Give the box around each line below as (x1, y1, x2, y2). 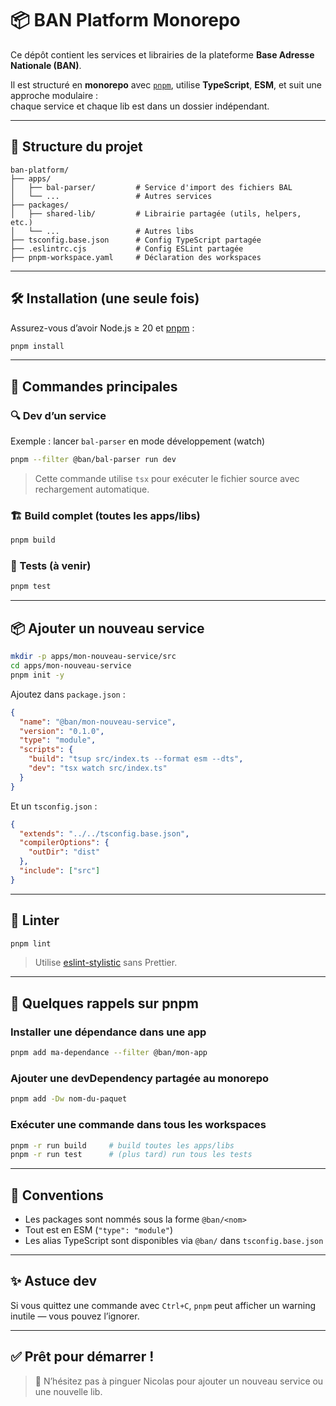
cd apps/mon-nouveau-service (10, 661, 132, 671)
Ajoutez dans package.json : (10, 688, 126, 700)
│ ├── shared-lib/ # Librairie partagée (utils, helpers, (10, 208, 302, 219)
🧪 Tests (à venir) (10, 559, 92, 573)
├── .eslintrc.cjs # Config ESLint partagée (10, 243, 244, 254)
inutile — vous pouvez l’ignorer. (10, 1310, 140, 1322)
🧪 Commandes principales (10, 378, 178, 395)
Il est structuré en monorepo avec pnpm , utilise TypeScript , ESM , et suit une (10, 78, 322, 91)
